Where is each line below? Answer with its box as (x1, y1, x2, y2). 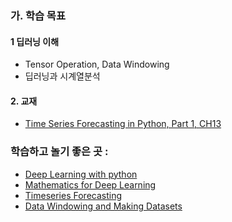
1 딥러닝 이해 (10, 35, 60, 47)
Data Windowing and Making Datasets (24, 200, 183, 212)
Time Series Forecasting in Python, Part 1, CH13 (24, 118, 222, 130)
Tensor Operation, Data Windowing (24, 58, 170, 71)
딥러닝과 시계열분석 (24, 70, 101, 82)
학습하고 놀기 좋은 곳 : (10, 145, 109, 159)
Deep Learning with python (24, 168, 138, 180)
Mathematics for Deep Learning (24, 178, 157, 191)
